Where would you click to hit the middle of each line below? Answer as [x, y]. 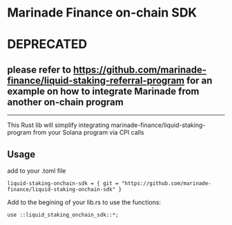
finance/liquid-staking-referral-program [96, 80]
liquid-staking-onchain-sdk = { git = [63, 184]
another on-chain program [66, 102]
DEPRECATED [47, 45]
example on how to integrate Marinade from [103, 91]
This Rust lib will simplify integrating [58, 125]
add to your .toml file [37, 171]
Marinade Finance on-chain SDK [102, 13]
